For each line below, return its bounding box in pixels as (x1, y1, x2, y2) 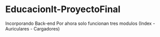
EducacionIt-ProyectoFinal (5, 4, 121, 15)
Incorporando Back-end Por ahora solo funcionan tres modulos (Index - (5, 20, 155, 26)
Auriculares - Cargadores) (5, 25, 60, 31)
